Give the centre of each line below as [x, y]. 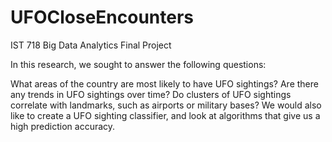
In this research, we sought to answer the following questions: [138, 64]
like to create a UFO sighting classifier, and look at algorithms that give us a [165, 115]
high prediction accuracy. [63, 126]
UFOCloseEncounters [102, 17]
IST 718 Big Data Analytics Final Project [91, 45]
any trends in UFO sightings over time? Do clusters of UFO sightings [151, 94]
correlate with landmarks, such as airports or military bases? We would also [166, 105]
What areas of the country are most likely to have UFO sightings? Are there [164, 83]
